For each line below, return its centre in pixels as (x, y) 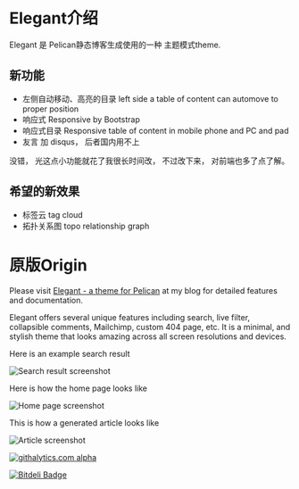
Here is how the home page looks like (78, 388)
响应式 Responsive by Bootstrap (81, 119)
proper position (50, 109)
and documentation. (46, 300)
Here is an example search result (70, 353)
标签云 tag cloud (52, 214)
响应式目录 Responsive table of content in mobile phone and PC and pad (155, 130)
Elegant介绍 (54, 18)
